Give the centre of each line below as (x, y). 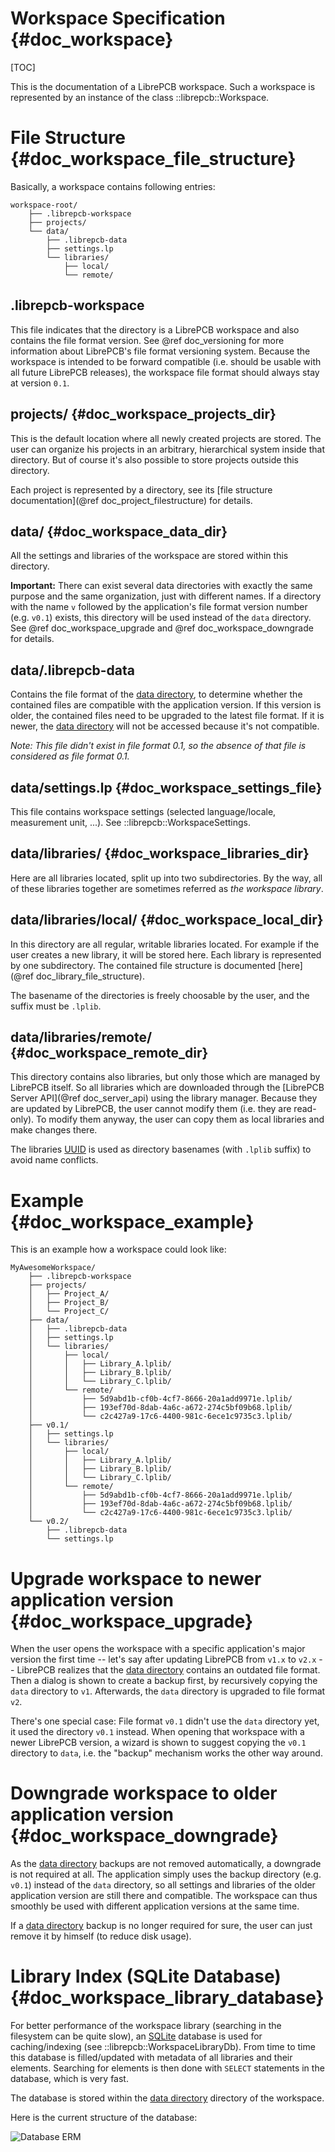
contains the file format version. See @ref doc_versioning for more (147, 340)
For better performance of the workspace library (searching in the (146, 2026)
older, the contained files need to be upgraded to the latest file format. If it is (167, 716)
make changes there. (54, 1130)
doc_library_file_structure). (90, 976)
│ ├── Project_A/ (69, 1294)
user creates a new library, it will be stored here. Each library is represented (166, 954)
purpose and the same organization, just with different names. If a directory (166, 596)
